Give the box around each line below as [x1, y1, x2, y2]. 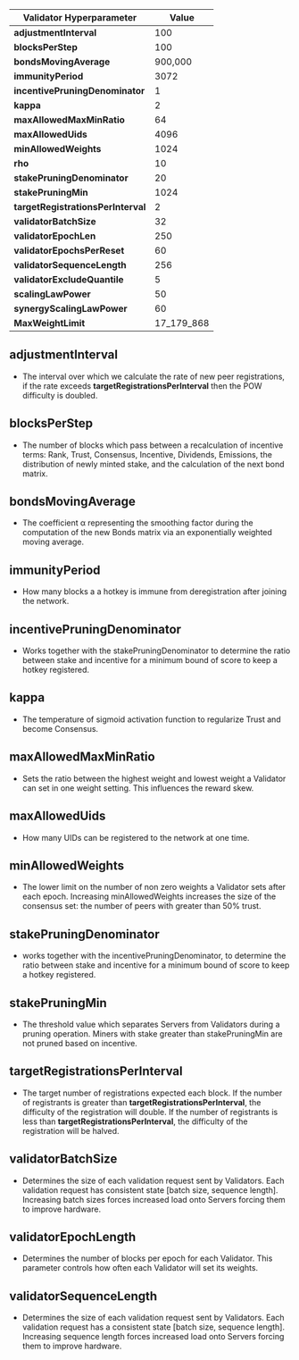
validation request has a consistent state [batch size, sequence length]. [21, 1322, 286, 1332]
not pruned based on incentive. [21, 1037, 138, 1048]
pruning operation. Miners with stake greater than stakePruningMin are [21, 1028, 283, 1039]
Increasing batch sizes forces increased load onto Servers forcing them [21, 1194, 286, 1205]
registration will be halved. [21, 1125, 120, 1136]
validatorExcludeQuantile [13, 273, 124, 285]
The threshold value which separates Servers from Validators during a [21, 1019, 280, 1029]
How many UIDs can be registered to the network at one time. [21, 832, 250, 843]
